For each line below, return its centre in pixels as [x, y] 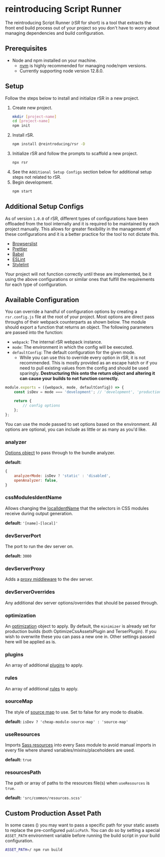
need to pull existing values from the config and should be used [84, 368]
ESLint [19, 259]
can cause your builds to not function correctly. [69, 379]
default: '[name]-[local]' [31, 523]
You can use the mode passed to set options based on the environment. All [81, 424]
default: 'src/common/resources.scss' [44, 798]
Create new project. [32, 108]
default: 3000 [18, 556]
